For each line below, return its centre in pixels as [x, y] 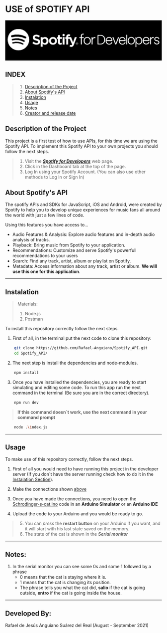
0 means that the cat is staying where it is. [63, 577]
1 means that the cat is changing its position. [65, 583]
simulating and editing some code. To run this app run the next [76, 387]
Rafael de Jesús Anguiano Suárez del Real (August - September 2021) [77, 626]
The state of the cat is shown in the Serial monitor [76, 534]
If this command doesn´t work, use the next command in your [82, 412]
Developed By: [28, 613]
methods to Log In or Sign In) [54, 177]
